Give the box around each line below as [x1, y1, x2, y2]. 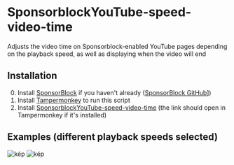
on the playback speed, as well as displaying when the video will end [7, 50, 207, 58]
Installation [7, 70, 57, 82]
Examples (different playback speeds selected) [7, 131, 219, 143]
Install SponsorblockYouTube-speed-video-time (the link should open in [17, 103, 226, 112]
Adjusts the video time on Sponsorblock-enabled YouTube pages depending [7, 42, 228, 50]
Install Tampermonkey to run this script [17, 96, 131, 104]
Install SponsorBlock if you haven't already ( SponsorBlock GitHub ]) [17, 88, 212, 96]
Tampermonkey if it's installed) [17, 110, 107, 119]
